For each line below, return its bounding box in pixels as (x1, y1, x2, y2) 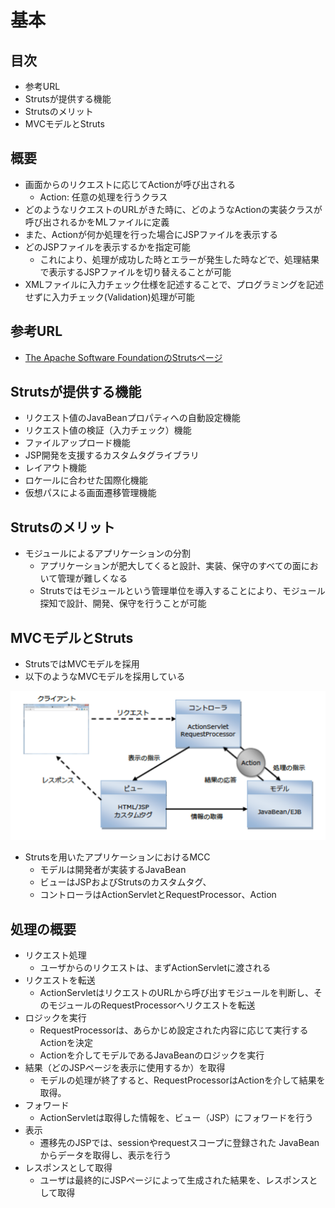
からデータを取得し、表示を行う (39, 1149, 172, 1161)
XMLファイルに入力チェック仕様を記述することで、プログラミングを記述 (24, 278, 324, 290)
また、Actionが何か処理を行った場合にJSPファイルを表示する (24, 228, 279, 240)
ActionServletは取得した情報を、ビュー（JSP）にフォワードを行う (39, 1112, 314, 1124)
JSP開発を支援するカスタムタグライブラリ (24, 449, 200, 461)
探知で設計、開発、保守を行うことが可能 (39, 597, 207, 610)
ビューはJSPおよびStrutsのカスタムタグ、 (39, 876, 212, 888)
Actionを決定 (39, 1037, 93, 1049)
